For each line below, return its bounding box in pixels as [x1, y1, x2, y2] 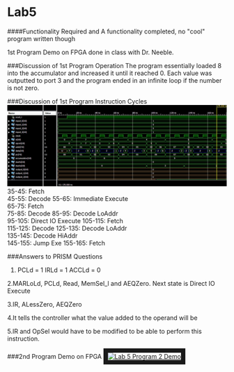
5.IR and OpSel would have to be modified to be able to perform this [7, 327, 202, 335]
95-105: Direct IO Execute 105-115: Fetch [7, 216, 124, 225]
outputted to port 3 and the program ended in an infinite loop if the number [7, 76, 222, 84]
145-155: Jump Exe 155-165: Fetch [7, 238, 106, 247]
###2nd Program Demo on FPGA [7, 352, 102, 360]
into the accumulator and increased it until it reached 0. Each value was [7, 69, 212, 77]
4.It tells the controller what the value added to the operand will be [7, 314, 198, 322]
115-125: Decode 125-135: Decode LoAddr [7, 224, 127, 232]
